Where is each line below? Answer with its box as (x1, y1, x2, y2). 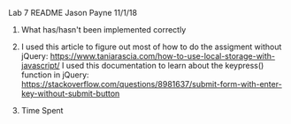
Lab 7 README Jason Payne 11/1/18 (8, 8, 138, 18)
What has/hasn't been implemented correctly (20, 25, 187, 34)
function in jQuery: (20, 69, 89, 80)
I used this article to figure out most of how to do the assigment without (20, 41, 282, 52)
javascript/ (20, 61, 60, 70)
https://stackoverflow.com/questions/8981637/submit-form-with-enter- (20, 79, 282, 89)
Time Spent (20, 106, 64, 115)
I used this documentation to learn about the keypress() (61, 61, 264, 70)
